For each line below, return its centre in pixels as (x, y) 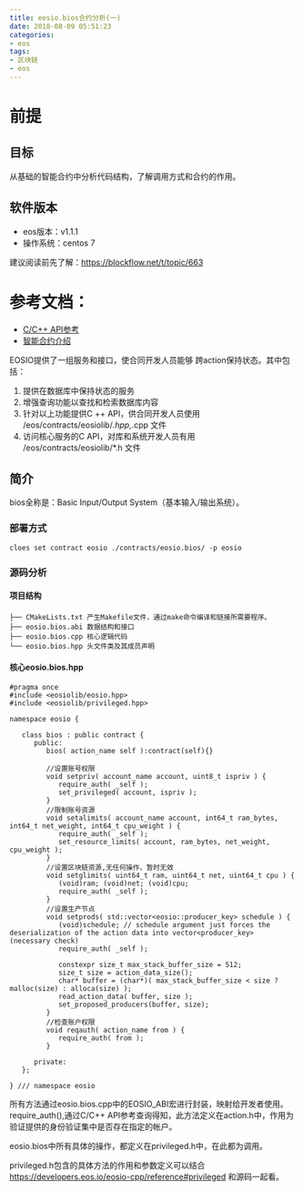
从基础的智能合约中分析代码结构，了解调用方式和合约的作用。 (125, 176)
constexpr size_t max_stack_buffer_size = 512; (150, 965)
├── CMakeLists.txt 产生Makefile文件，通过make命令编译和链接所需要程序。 (140, 617)
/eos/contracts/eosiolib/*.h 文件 (81, 448)
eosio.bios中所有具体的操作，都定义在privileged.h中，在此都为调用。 (139, 1146)
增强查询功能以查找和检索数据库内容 (91, 402)
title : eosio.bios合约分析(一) (65, 18)
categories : (32, 35)
